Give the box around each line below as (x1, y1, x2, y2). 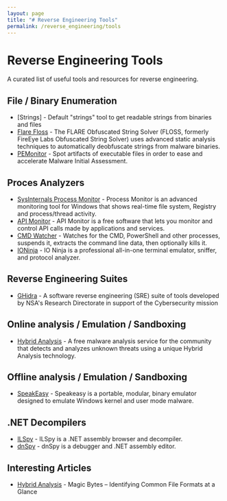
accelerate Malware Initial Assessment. (16, 157, 128, 165)
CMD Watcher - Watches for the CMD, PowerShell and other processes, (16, 231, 221, 240)
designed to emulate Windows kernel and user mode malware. (16, 397, 194, 405)
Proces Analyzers (7, 176, 85, 189)
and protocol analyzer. (16, 253, 81, 261)
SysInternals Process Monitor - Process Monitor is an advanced (16, 195, 198, 203)
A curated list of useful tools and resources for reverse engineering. (7, 75, 199, 83)
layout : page (7, 10, 45, 17)
